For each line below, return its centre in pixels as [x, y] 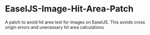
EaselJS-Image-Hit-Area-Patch [69, 9]
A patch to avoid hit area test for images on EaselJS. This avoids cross [75, 22]
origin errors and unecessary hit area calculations [54, 27]
